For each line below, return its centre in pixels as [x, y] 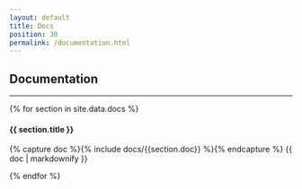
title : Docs [31, 26]
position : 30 [34, 34]
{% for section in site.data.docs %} [74, 109]
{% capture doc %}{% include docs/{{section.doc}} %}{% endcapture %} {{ [151, 150]
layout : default [40, 17]
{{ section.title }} [42, 129]
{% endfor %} [35, 176]
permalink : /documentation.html [70, 43]
